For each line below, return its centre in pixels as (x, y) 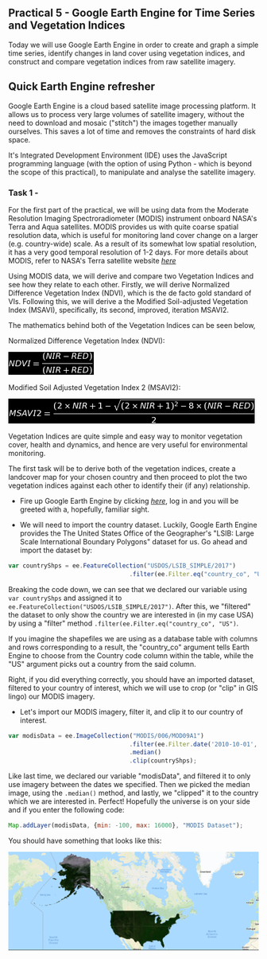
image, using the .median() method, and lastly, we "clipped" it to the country (133, 793)
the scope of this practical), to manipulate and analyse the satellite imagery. (132, 172)
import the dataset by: (56, 550)
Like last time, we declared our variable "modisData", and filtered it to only (130, 776)
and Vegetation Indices (67, 26)
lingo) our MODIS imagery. (52, 696)
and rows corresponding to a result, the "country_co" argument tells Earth (129, 647)
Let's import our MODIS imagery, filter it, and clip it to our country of (132, 711)
